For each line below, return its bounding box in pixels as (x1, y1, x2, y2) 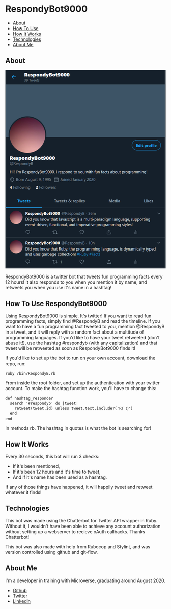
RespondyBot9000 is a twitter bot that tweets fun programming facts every (5, 273, 163, 280)
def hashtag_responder (5, 396, 53, 401)
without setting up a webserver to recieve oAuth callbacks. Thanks (5, 528, 145, 535)
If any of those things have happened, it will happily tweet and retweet (5, 484, 153, 490)
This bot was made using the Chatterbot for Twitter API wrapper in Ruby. (5, 517, 158, 523)
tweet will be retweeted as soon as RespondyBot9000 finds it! (5, 345, 136, 351)
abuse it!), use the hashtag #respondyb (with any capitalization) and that (5, 340, 158, 346)
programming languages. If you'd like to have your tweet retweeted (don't (5, 335, 160, 341)
